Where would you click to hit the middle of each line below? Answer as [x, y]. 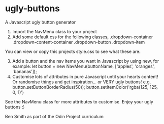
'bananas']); [24, 71]
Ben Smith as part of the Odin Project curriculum [54, 116]
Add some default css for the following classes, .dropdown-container [82, 37]
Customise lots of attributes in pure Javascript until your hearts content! [85, 76]
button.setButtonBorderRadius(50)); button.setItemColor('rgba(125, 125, [85, 87]
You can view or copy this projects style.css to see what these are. [73, 51]
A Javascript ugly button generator [41, 22]
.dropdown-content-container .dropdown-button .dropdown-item [79, 42]
